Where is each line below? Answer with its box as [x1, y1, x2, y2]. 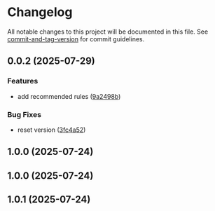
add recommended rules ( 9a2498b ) [17, 92, 121, 100]
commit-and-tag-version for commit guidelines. [7, 34, 145, 43]
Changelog [7, 4, 73, 20]
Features [7, 76, 39, 86]
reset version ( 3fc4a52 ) [17, 125, 86, 134]
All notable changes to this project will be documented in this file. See [7, 27, 209, 36]
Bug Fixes [7, 109, 42, 119]
